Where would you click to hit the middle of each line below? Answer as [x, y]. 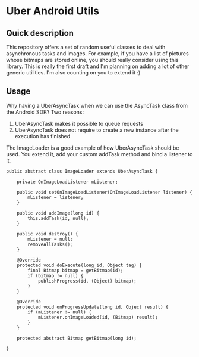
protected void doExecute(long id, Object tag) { [80, 265]
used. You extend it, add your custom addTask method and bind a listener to [99, 154]
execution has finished [42, 136]
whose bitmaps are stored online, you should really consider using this [93, 60]
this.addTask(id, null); [58, 218]
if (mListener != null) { [60, 312]
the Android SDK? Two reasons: [45, 112]
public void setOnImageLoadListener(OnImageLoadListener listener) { [105, 192]
